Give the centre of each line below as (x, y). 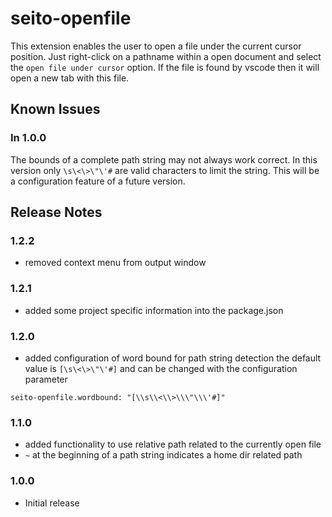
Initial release (52, 503)
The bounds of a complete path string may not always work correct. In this (164, 159)
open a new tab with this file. (70, 78)
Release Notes (56, 212)
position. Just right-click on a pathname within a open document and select (166, 56)
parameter (46, 379)
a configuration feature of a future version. (98, 181)
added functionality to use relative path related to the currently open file (173, 444)
